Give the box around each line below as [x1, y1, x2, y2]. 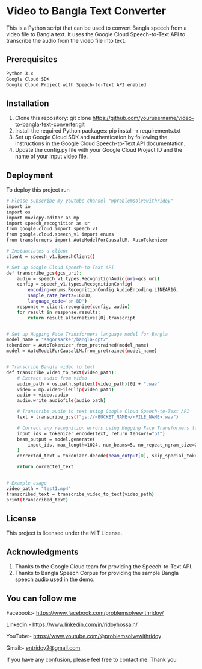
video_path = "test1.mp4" [6, 485, 71, 492]
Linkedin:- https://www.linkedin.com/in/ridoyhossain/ [6, 621, 138, 628]
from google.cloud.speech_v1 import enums [6, 231, 114, 237]
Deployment [6, 170, 54, 180]
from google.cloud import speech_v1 [6, 226, 98, 232]
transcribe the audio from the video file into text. [6, 37, 126, 44]
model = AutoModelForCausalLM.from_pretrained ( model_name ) [6, 348, 158, 354]
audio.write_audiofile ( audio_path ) [17, 398, 106, 404]
